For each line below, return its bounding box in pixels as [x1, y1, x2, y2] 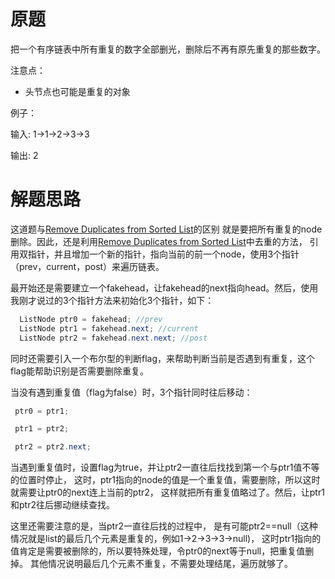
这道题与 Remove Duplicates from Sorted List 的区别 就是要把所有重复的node [10, 223, 323, 235]
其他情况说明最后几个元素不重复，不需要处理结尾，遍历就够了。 [29, 558, 293, 570]
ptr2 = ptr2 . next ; [14, 442, 92, 452]
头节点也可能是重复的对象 [24, 85, 131, 97]
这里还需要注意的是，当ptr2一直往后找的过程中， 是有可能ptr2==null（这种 [10, 520, 318, 532]
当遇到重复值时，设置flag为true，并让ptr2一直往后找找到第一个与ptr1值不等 [10, 461, 320, 474]
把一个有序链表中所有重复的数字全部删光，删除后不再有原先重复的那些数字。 [10, 43, 326, 55]
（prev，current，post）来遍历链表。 [10, 260, 165, 272]
